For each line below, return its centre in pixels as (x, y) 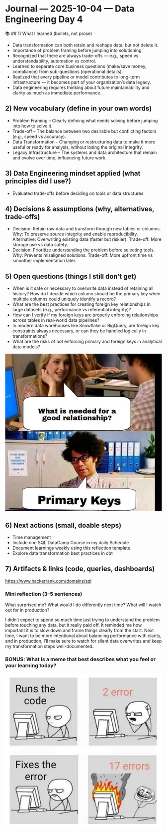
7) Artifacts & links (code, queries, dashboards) (80, 569)
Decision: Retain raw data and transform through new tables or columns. (86, 229)
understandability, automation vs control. (54, 61)
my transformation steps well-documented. (49, 646)
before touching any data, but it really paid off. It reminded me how (74, 625)
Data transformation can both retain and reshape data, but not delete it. (85, 45)
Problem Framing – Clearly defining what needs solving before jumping (85, 120)
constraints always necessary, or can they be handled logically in (79, 331)
